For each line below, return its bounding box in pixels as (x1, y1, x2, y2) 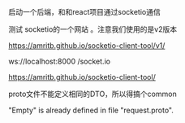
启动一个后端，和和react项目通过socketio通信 (8, 7, 161, 16)
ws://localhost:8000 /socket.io (8, 56, 111, 66)
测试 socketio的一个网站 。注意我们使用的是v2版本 (8, 24, 177, 34)
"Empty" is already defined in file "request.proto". (8, 105, 174, 115)
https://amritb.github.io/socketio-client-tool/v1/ (8, 41, 166, 51)
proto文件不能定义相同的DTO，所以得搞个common (8, 89, 177, 99)
